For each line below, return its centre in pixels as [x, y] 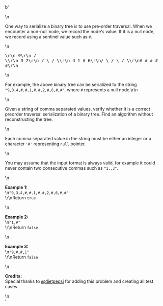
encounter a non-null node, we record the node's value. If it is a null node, [80, 31]
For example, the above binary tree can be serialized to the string [71, 84]
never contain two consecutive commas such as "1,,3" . [62, 168]
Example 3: [17, 247]
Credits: [14, 276]
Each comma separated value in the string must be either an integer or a [78, 138]
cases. [12, 287]
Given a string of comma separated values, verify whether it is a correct [78, 109]
